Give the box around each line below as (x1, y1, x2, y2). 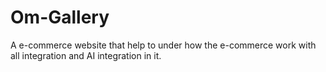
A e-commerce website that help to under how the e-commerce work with (10, 39, 317, 51)
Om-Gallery (10, 6, 110, 29)
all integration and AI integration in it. (10, 49, 162, 61)
